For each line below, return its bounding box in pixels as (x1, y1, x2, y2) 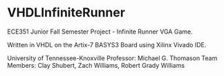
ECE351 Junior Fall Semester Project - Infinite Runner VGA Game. (7, 27, 193, 36)
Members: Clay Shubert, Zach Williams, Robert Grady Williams (7, 61, 185, 69)
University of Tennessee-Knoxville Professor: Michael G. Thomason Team (7, 53, 218, 62)
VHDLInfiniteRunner (7, 5, 126, 21)
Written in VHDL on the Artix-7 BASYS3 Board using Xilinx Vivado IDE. (7, 40, 207, 49)
